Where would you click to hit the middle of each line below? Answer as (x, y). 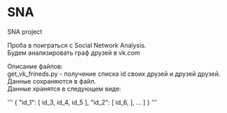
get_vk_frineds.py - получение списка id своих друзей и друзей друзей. (114, 74)
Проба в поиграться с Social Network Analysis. (77, 45)
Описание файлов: (35, 66)
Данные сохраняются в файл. (52, 81)
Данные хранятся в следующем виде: (64, 88)
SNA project (25, 32)
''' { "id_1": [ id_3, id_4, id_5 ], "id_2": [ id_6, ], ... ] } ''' (82, 102)
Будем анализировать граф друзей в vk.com (74, 53)
